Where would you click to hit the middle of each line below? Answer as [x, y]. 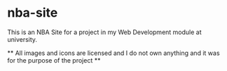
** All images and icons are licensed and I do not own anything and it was [113, 53]
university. [22, 39]
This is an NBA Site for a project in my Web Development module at [104, 32]
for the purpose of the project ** [54, 60]
